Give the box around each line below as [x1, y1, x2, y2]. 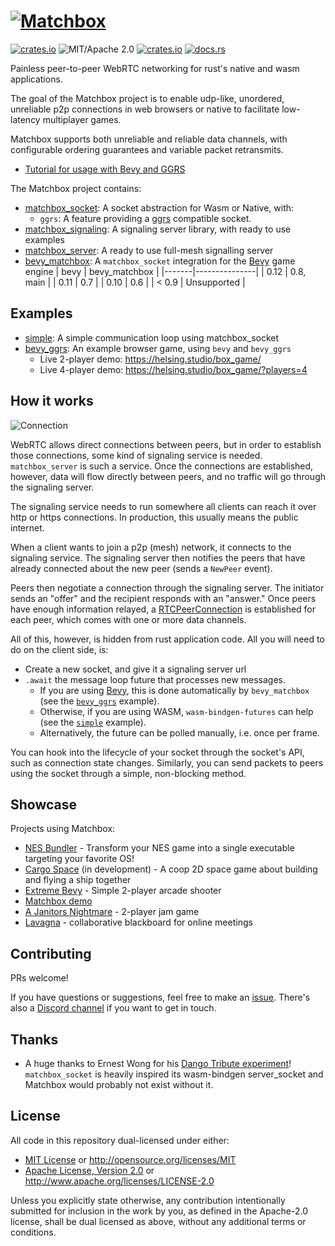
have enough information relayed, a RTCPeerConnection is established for [10, 603, 317, 615]
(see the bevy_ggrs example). [39, 695, 160, 707]
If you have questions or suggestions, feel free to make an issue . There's [10, 991, 311, 1004]
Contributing [10, 945, 92, 962]
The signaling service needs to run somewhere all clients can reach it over [10, 500, 317, 512]
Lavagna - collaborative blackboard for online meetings [24, 916, 253, 929]
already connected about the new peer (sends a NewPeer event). [10, 562, 273, 574]
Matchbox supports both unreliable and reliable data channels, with [10, 133, 288, 145]
